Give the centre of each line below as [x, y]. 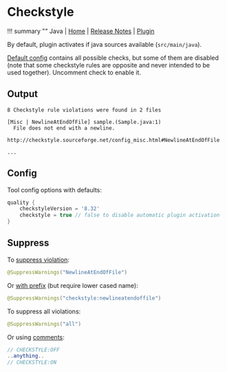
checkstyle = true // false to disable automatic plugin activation [120, 215]
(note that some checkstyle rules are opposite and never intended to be [109, 65]
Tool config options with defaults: [54, 189]
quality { [21, 203]
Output [22, 94]
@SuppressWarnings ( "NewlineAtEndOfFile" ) [67, 272]
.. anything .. [26, 356]
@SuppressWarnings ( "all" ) [44, 324]
